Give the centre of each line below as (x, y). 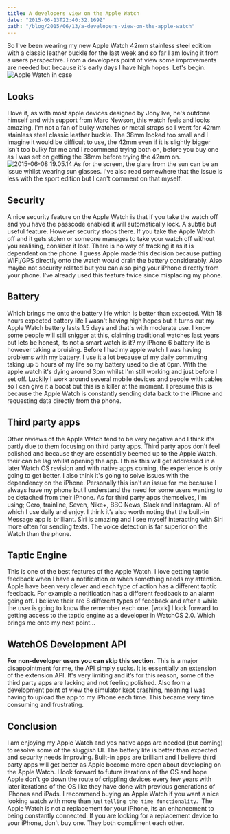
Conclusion (32, 726)
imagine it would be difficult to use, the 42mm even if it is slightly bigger (109, 142)
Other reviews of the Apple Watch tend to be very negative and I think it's (111, 439)
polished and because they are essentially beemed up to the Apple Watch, (112, 453)
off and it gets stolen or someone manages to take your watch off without (111, 239)
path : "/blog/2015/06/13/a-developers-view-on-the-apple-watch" (101, 26)
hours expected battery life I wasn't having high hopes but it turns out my (111, 321)
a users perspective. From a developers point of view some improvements (112, 60)
